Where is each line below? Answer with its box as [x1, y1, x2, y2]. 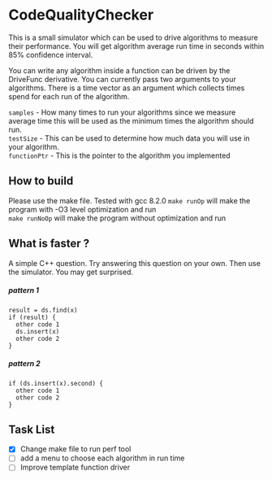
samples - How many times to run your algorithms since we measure [8, 107, 236, 117]
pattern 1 [8, 286, 39, 295]
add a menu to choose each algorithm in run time [19, 453, 185, 463]
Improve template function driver [19, 462, 131, 473]
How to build [8, 174, 74, 188]
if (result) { [8, 313, 57, 321]
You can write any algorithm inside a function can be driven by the [8, 65, 231, 75]
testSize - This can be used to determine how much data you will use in [8, 133, 250, 143]
